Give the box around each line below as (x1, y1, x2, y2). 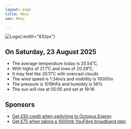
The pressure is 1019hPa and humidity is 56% (12, 81, 103, 87)
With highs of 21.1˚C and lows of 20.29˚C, (12, 66, 94, 72)
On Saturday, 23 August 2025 (5, 48, 97, 56)
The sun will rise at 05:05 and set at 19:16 (12, 86, 95, 92)
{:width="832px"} (20, 33, 56, 39)
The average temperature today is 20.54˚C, (12, 61, 98, 66)
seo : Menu (5, 16, 25, 21)
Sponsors (5, 100, 35, 109)
